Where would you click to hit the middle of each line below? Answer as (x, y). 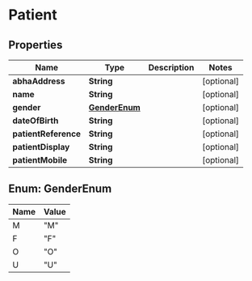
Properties (36, 45)
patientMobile (40, 160)
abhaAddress (39, 81)
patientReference (47, 134)
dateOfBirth (36, 121)
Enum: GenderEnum (60, 189)
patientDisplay (41, 147)
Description (171, 68)
